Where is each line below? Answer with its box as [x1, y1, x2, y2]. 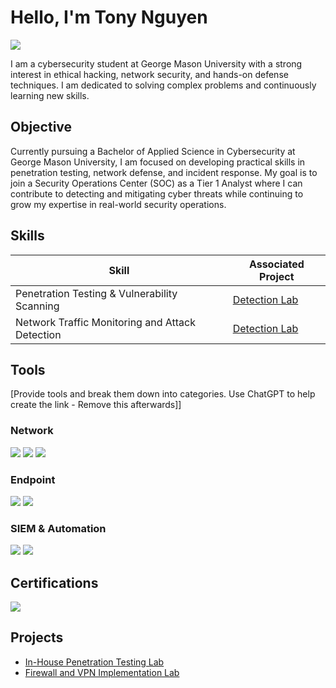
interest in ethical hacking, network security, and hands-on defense [10, 68, 289, 80]
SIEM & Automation [10, 521, 107, 535]
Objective [10, 119, 73, 136]
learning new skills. [10, 89, 90, 101]
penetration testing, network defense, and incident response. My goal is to [10, 166, 318, 178]
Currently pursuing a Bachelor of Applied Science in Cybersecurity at [10, 145, 296, 157]
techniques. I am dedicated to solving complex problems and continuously [10, 79, 317, 91]
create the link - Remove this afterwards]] [10, 399, 182, 411]
